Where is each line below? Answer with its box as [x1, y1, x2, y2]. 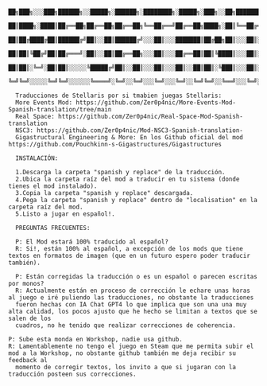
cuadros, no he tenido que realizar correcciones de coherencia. [15, 322, 237, 329]
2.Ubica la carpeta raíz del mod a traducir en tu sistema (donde [15, 175, 240, 183]
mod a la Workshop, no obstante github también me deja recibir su [8, 349, 237, 357]
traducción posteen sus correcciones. [8, 370, 137, 378]
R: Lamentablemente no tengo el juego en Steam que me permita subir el [8, 342, 254, 350]
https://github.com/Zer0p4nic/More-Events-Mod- [75, 99, 237, 107]
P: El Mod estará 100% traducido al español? [15, 238, 169, 246]
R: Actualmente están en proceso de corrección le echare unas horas [15, 287, 250, 294]
